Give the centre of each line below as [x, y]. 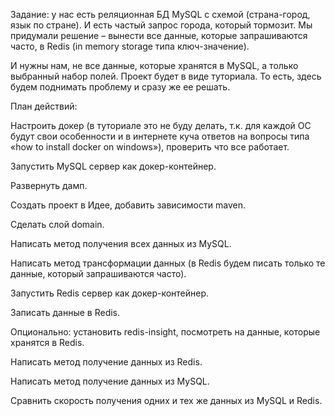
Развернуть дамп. [49, 185]
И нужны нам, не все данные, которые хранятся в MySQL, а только [154, 65]
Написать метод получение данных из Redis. [106, 362]
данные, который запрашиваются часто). [98, 273]
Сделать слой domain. [57, 224]
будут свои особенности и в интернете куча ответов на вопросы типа [160, 136]
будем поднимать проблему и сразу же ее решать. [120, 87]
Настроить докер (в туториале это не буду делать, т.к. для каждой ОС [161, 125]
